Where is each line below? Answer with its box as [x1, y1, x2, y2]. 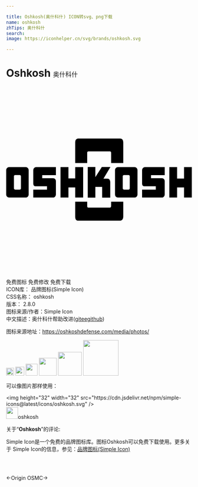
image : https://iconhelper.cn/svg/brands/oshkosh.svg [6, 36, 141, 42]
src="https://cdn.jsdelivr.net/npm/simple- [80, 394, 181, 401]
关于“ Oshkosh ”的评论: [6, 425, 61, 433]
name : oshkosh [6, 19, 41, 25]
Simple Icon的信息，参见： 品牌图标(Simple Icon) [12, 446, 131, 453]
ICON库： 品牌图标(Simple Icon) [6, 286, 84, 293]
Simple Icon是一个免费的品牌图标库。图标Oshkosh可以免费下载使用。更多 [6, 438, 185, 446]
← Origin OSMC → [6, 475, 48, 482]
